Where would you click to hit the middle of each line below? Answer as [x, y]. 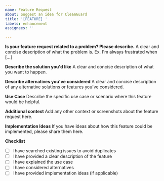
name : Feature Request [28, 10]
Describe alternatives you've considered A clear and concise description [81, 82]
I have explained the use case [42, 162]
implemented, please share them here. [44, 131]
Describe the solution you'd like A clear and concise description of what [80, 67]
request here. [19, 117]
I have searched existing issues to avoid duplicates [64, 151]
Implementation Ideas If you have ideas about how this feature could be [79, 126]
